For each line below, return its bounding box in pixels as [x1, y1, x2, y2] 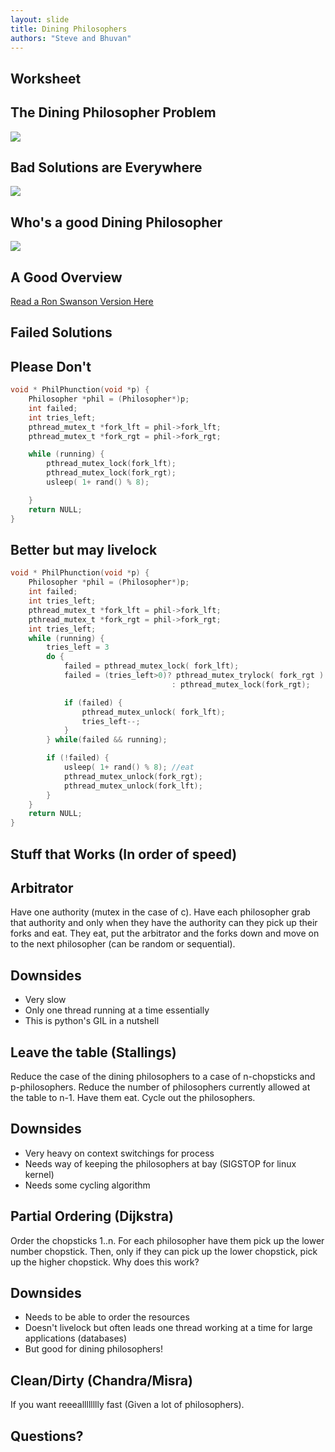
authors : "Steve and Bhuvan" [10, 33, 132, 43]
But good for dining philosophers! [24, 1343, 163, 1355]
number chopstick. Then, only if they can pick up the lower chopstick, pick [10, 1245, 318, 1257]
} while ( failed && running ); [46, 735, 168, 745]
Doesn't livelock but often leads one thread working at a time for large [24, 1322, 313, 1334]
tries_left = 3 [46, 642, 110, 653]
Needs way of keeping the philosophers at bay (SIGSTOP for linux [24, 1157, 297, 1170]
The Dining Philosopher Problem [10, 104, 217, 121]
